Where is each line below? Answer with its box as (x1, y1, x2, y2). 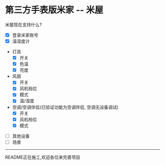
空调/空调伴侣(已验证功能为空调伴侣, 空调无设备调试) (12, 104, 119, 110)
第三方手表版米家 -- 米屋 (5, 4, 104, 16)
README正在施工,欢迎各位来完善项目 (5, 154, 81, 160)
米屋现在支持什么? (5, 22, 42, 27)
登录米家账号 (12, 32, 38, 38)
